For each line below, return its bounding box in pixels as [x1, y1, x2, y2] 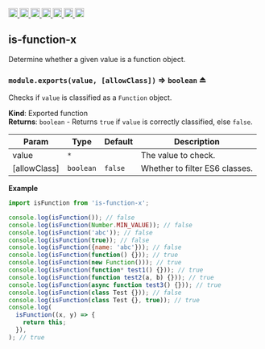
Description [173, 136, 220, 147]
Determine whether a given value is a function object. [8, 54, 186, 64]
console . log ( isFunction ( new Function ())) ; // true [8, 259, 182, 267]
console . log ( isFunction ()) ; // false [8, 214, 135, 222]
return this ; [23, 318, 67, 326]
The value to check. [140, 150, 216, 161]
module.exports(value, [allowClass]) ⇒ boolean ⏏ [8, 74, 207, 85]
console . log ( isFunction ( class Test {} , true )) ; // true [8, 296, 200, 304]
